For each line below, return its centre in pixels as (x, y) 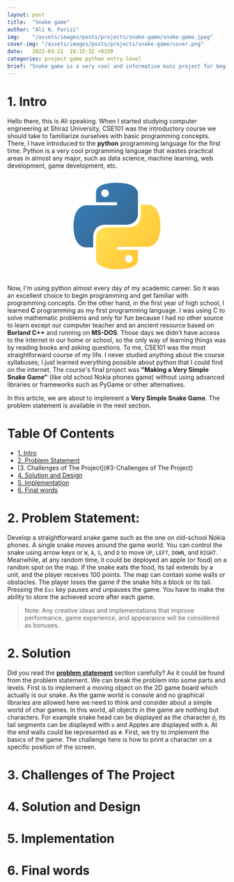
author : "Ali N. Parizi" (43, 29)
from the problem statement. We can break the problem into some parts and (117, 680)
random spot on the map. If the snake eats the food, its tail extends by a (110, 567)
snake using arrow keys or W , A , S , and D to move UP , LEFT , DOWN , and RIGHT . (112, 552)
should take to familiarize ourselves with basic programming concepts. (109, 135)
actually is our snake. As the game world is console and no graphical (106, 695)
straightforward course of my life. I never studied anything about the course (116, 354)
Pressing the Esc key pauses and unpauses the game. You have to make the (116, 589)
